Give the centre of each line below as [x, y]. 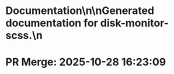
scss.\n [24, 36]
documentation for [52, 23]
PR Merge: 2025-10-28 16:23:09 [86, 62]
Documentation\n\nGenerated [80, 11]
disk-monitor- [134, 23]
